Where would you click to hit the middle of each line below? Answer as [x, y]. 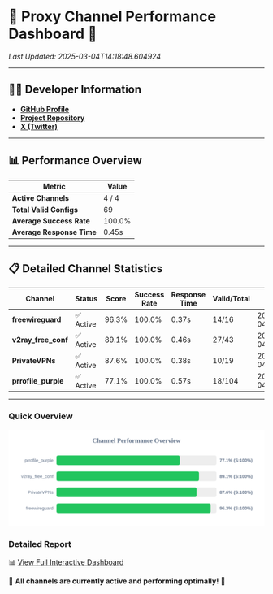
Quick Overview [41, 416]
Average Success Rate [51, 221]
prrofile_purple [38, 380]
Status [87, 299]
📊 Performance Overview [75, 160]
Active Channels [41, 198]
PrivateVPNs [34, 360]
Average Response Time [54, 232]
